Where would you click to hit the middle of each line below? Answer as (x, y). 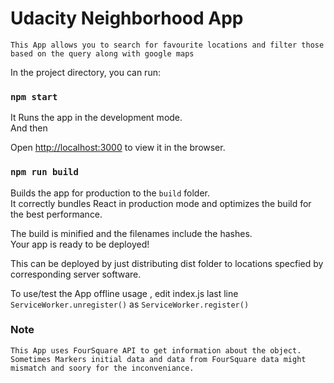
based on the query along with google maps (102, 53)
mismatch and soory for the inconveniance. (102, 368)
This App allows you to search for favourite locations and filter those (167, 45)
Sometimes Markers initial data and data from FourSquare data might (158, 359)
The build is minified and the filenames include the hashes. (131, 233)
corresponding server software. (76, 274)
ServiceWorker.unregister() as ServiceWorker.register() (130, 304)
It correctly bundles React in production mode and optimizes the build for (161, 203)
